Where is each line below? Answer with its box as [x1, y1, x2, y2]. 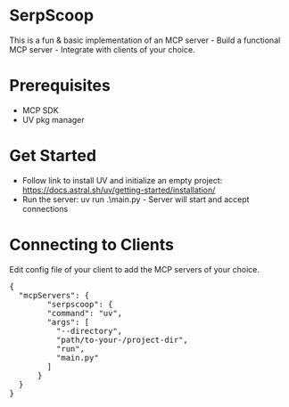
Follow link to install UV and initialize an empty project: [21, 175, 223, 185]
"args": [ [46, 317, 90, 327]
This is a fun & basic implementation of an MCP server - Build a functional [9, 35, 281, 45]
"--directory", [56, 326, 123, 336]
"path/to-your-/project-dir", [56, 335, 189, 345]
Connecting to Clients [9, 235, 175, 255]
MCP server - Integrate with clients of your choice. [9, 44, 195, 54]
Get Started [9, 146, 96, 166]
